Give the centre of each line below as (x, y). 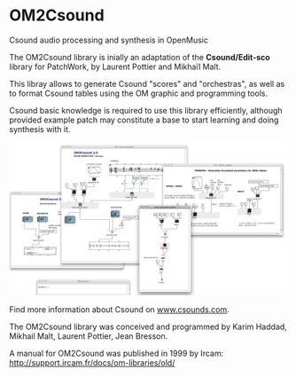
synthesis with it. (40, 129)
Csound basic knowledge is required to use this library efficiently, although (146, 110)
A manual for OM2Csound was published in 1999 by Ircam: (117, 353)
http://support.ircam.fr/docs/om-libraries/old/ (92, 362)
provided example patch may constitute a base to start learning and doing (144, 120)
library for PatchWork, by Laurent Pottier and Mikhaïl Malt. (115, 67)
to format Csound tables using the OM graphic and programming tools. (139, 93)
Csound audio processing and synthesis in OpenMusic (109, 40)
